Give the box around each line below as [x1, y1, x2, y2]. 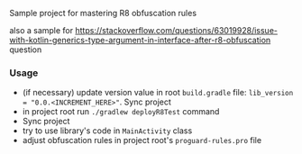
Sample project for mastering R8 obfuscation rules [9, 8, 197, 18]
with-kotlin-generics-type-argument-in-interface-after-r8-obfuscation [9, 35, 271, 45]
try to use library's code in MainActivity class [22, 125, 193, 136]
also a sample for [9, 25, 74, 35]
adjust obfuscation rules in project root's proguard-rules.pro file [22, 135, 262, 146]
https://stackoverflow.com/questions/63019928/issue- [75, 25, 278, 35]
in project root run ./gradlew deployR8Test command [22, 106, 220, 117]
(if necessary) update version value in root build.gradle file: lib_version [22, 87, 294, 98]
